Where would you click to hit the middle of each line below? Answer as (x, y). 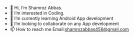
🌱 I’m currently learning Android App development (61, 18)
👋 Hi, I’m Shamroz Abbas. (36, 8)
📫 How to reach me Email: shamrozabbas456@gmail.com (69, 29)
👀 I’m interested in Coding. (37, 13)
